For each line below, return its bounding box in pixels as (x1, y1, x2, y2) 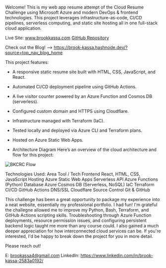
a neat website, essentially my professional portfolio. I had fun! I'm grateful (5, 202, 158, 208)
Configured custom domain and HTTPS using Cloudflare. (12, 108, 129, 114)
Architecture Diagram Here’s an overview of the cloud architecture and (12, 147, 157, 153)
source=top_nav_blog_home (5, 50, 63, 55)
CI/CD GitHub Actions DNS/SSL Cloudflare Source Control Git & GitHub (5, 187, 150, 193)
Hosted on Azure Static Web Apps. (12, 137, 83, 143)
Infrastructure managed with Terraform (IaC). (12, 118, 105, 123)
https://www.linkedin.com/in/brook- (80, 253, 154, 258)
